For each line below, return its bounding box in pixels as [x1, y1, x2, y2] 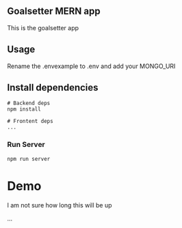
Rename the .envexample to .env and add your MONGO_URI [7, 62, 176, 70]
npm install [7, 106, 41, 113]
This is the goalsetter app [7, 23, 79, 32]
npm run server [7, 155, 51, 162]
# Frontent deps [7, 118, 53, 125]
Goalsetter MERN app [7, 5, 101, 17]
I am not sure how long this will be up [7, 201, 112, 209]
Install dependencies [7, 82, 99, 93]
